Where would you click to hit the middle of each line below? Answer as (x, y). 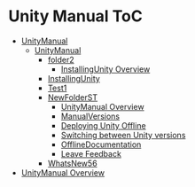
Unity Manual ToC (75, 16)
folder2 (61, 59)
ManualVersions (90, 116)
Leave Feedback (91, 153)
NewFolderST (73, 97)
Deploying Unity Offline (104, 125)
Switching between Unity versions (123, 135)
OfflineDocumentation (101, 144)
